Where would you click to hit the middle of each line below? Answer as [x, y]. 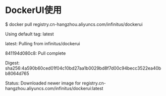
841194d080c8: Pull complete [35, 53]
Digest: [12, 63]
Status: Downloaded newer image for [43, 83]
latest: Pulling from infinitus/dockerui [43, 43]
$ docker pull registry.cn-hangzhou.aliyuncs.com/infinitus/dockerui [74, 24]
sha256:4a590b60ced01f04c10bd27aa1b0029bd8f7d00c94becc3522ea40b [83, 68]
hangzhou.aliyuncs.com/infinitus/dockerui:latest [54, 88]
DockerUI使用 [33, 10]
